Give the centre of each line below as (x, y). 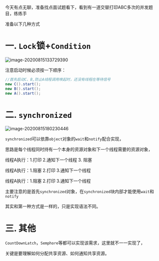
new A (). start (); (23, 93)
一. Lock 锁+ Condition (48, 46)
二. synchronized (39, 115)
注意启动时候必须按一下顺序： (35, 70)
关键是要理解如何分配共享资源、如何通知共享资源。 (57, 254)
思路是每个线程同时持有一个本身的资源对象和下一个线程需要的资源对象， (79, 150)
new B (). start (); (23, 89)
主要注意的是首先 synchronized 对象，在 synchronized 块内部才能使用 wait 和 (80, 192)
